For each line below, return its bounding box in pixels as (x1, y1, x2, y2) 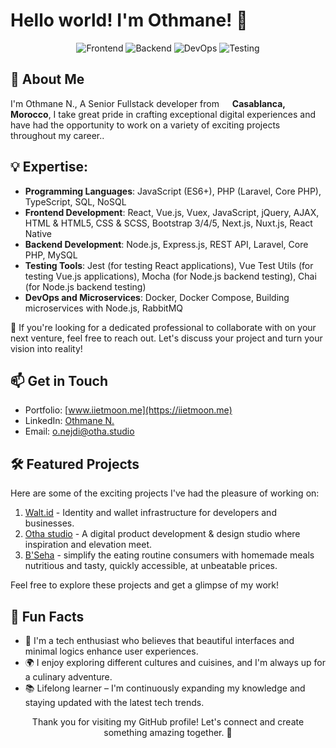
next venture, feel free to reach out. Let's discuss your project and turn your (10, 332, 323, 344)
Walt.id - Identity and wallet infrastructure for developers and (24, 507, 277, 519)
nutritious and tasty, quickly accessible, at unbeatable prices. (24, 560, 278, 572)
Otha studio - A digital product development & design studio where (24, 528, 301, 540)
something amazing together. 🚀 (103, 727, 233, 738)
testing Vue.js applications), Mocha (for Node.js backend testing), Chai (24, 270, 317, 282)
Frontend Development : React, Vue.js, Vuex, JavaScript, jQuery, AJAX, (24, 206, 320, 218)
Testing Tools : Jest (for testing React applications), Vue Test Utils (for (24, 259, 314, 271)
